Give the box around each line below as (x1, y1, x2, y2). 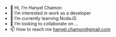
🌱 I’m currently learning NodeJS (10, 15, 77, 21)
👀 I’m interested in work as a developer (10, 10, 91, 16)
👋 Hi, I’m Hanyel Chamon (10, 5, 62, 10)
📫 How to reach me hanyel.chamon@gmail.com (10, 26, 111, 32)
